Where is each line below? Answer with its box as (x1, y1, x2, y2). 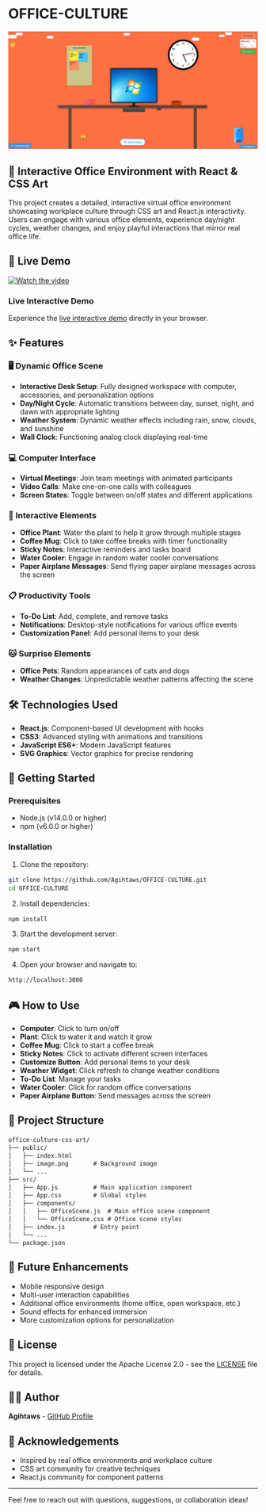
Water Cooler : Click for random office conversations (19, 1082, 192, 1092)
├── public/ (8, 1144, 47, 1151)
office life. (8, 231, 41, 241)
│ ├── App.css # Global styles (8, 1191, 147, 1199)
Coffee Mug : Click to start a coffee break (19, 1040, 154, 1050)
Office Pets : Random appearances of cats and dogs (19, 666, 190, 675)
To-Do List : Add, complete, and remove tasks (19, 611, 169, 620)
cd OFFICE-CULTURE (8, 884, 69, 892)
